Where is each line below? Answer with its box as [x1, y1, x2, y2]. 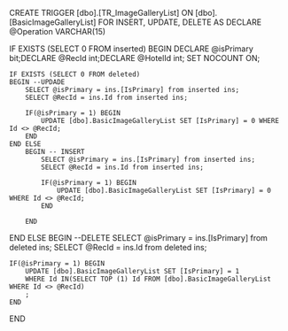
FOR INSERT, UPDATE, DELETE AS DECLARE [97, 17, 262, 27]
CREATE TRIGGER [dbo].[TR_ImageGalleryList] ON [9, 8, 193, 18]
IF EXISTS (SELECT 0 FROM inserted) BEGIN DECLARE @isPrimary [9, 43, 254, 54]
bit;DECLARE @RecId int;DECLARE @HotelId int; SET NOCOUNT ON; [9, 53, 261, 63]
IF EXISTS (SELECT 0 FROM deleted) [9, 70, 141, 79]
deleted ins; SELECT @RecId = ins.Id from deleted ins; [9, 242, 207, 252]
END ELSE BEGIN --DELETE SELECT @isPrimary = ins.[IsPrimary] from [9, 233, 269, 242]
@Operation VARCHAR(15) [9, 27, 106, 36]
